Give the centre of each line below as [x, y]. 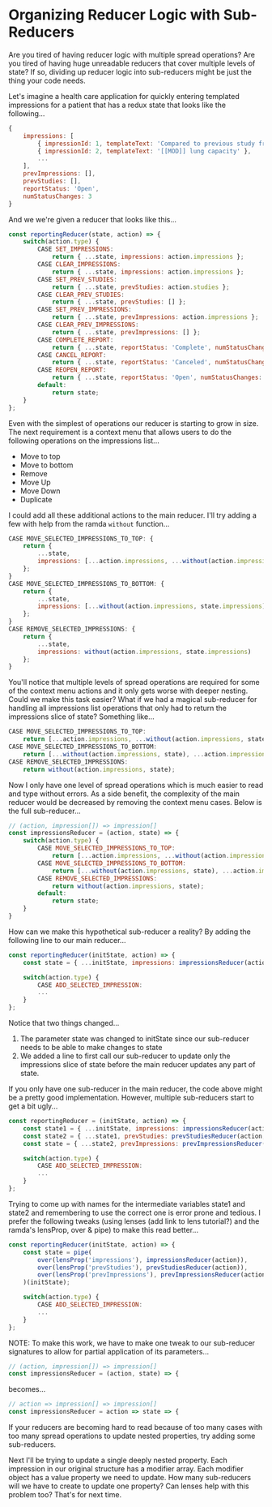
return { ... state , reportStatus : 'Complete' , [132, 347]
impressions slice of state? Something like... [82, 717]
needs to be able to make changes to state [91, 1048]
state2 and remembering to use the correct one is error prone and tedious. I [135, 1212]
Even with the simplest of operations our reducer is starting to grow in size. [134, 423]
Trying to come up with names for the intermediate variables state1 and [127, 1203]
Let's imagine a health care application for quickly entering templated [124, 96]
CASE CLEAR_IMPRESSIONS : [79, 265]
